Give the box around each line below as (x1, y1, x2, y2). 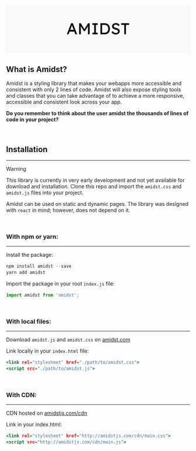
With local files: (6, 317, 51, 325)
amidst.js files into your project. (6, 189, 83, 197)
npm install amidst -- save (6, 263, 72, 270)
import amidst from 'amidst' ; (6, 292, 80, 298)
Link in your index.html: (6, 421, 62, 428)
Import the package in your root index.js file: (6, 280, 115, 287)
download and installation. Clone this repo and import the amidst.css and (6, 183, 182, 190)
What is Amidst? (6, 64, 68, 74)
